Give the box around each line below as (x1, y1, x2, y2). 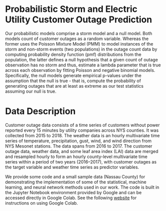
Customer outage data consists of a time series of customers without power (5, 122, 160, 128)
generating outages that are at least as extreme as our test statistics (5, 83, 144, 89)
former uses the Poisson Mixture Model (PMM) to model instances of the (5, 41, 154, 47)
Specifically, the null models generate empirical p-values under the (5, 72, 142, 78)
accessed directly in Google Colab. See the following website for (5, 195, 137, 201)
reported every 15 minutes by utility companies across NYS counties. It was (5, 127, 159, 133)
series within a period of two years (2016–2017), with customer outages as (5, 158, 157, 164)
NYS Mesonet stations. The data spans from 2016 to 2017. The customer (5, 143, 153, 149)
